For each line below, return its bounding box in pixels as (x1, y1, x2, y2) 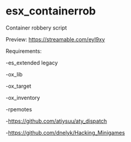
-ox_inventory (5, 94, 40, 101)
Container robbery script (5, 24, 67, 31)
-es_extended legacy (5, 59, 58, 66)
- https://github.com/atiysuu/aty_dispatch (5, 117, 107, 125)
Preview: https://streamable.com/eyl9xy (5, 35, 105, 43)
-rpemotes (5, 105, 33, 113)
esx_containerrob (5, 4, 96, 18)
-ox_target (5, 82, 31, 90)
